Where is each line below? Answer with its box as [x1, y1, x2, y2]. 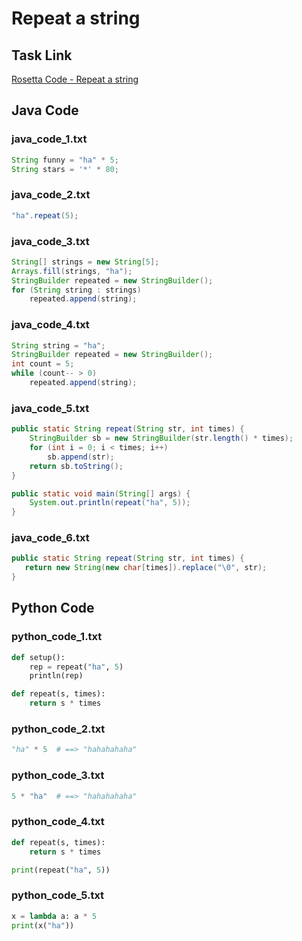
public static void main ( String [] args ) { [11, 488, 191, 499]
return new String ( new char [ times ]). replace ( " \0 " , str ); [24, 563, 268, 573]
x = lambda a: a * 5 [11, 911, 98, 921]
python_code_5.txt [11, 888, 105, 902]
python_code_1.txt [11, 630, 103, 644]
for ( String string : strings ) [11, 285, 142, 295]
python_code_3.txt [11, 768, 105, 782]
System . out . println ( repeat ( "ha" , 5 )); [29, 498, 191, 508]
